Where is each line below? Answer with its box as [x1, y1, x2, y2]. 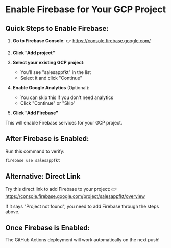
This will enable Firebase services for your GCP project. [5, 120, 123, 126]
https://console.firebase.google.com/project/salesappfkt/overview [5, 193, 145, 200]
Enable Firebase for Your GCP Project [5, 4, 166, 15]
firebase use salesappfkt [5, 158, 60, 163]
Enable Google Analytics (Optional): [12, 85, 90, 90]
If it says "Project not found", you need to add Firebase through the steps [5, 203, 159, 209]
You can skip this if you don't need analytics [20, 94, 114, 101]
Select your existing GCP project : [12, 60, 85, 65]
